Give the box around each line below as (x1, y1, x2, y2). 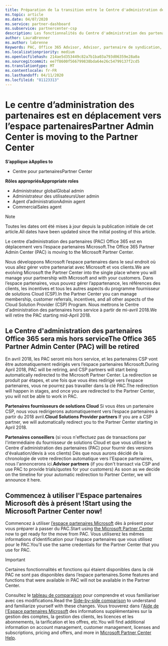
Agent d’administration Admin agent (12, 198, 85, 204)
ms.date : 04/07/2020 (5, 17, 48, 22)
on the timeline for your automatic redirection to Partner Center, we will (5, 471, 151, 478)
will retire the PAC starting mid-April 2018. (5, 312, 91, 318)
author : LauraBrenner (5, 36, 50, 41)
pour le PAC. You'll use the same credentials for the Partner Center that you (5, 541, 159, 548)
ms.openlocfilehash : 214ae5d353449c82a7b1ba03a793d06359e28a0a (5, 54, 140, 59)
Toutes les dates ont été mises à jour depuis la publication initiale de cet (5, 223, 153, 229)
